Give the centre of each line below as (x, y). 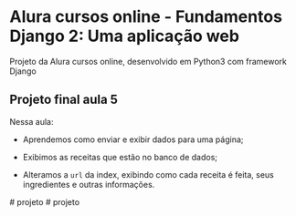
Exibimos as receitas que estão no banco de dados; (120, 157)
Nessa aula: (32, 121)
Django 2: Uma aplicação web (125, 36)
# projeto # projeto (45, 201)
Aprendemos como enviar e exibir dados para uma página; (133, 139)
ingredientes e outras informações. (89, 184)
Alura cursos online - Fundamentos (146, 17)
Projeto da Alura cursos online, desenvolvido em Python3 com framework (148, 61)
